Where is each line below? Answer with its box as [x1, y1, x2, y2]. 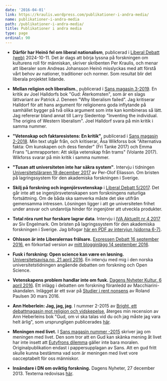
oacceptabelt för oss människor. [12, 355, 79, 361]
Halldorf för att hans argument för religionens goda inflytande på [12, 102, 146, 108]
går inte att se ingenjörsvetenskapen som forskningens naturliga [12, 190, 146, 196]
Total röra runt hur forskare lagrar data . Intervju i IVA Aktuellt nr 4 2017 [12, 215, 160, 221]
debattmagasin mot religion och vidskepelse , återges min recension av [12, 308, 159, 314]
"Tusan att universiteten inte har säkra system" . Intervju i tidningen [12, 164, 154, 170]
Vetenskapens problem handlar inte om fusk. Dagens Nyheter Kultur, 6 [12, 277, 162, 283]
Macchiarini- [133, 282, 159, 288]
